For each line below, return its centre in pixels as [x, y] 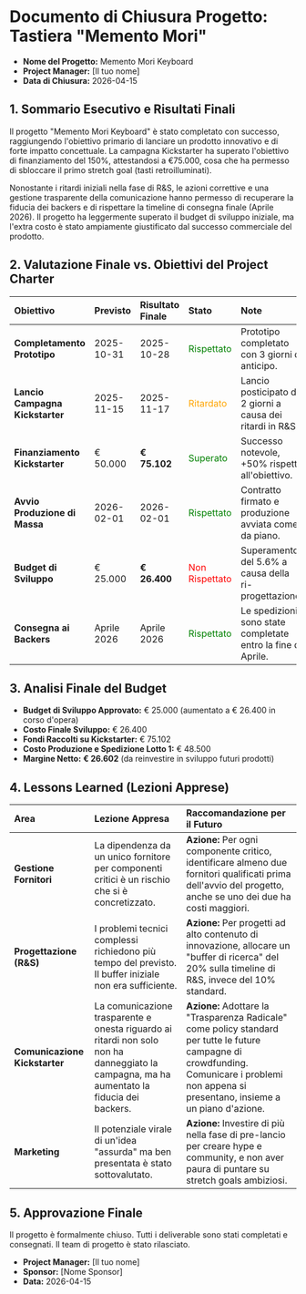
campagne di [214, 1052]
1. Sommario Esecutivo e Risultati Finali [122, 110]
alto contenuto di [222, 934]
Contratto [261, 489]
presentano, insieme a [233, 1097]
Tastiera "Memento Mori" [108, 36]
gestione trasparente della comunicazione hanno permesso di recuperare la [152, 197]
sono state [263, 621]
